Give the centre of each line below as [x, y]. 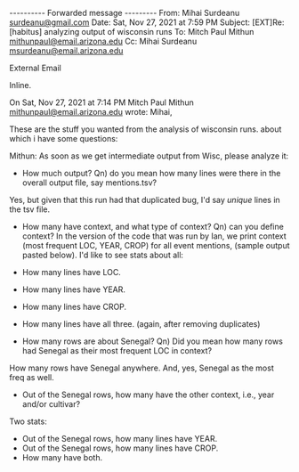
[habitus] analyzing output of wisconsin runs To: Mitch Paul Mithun [132, 32]
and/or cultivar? [51, 404]
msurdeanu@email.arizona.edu [66, 51]
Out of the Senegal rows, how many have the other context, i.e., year [148, 395]
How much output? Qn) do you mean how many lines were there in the [151, 173]
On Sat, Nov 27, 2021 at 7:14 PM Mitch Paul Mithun [101, 102]
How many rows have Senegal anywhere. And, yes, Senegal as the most [141, 368]
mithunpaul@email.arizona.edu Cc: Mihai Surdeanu [103, 41]
